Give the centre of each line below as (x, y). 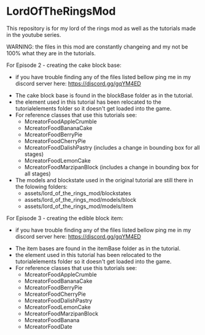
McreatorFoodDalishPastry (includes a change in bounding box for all (112, 147)
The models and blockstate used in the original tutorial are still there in (104, 180)
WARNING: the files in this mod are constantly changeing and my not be (97, 47)
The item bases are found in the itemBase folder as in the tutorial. (98, 248)
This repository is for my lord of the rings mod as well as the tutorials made (101, 28)
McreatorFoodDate (48, 326)
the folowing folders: (41, 187)
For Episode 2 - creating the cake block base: (64, 65)
